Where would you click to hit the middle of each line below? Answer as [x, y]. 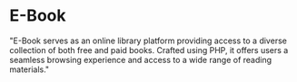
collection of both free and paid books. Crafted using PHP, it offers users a [149, 50]
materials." [30, 69]
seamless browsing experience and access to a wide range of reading [141, 59]
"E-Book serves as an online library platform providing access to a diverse [148, 41]
